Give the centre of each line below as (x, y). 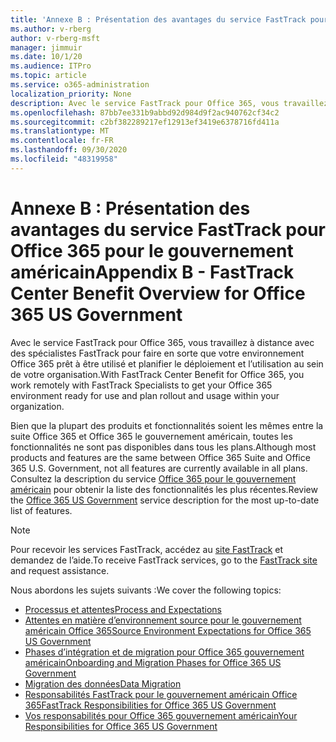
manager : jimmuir (46, 47)
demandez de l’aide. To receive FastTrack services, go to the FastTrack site (164, 560)
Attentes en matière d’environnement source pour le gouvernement (163, 620)
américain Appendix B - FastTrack (152, 272)
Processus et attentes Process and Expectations (123, 609)
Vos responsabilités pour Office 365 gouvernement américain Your (161, 715)
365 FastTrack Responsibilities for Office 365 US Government (150, 705)
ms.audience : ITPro (51, 66)
